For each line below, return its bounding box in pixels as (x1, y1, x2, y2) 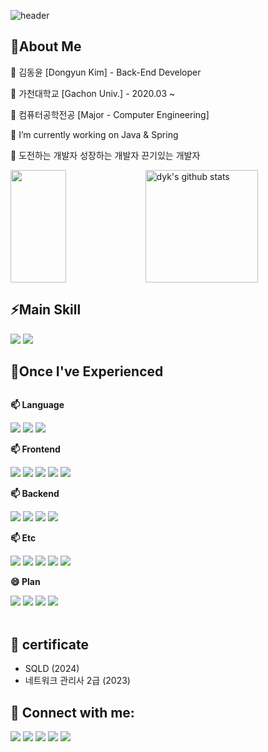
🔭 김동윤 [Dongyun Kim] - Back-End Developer (10, 66, 202, 78)
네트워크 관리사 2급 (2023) (24, 675, 131, 687)
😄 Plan (10, 576, 41, 588)
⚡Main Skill (10, 301, 82, 319)
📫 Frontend (10, 443, 61, 455)
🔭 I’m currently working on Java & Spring (10, 128, 179, 140)
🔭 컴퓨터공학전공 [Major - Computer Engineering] (10, 108, 210, 120)
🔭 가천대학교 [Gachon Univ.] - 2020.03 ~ (10, 87, 176, 99)
